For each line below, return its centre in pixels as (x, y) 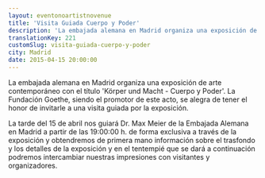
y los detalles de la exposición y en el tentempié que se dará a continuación (132, 149)
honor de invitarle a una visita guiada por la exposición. (98, 107)
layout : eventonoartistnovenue (60, 15)
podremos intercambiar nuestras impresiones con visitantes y (109, 157)
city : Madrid (30, 52)
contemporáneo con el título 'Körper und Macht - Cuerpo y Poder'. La (122, 91)
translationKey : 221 (42, 38)
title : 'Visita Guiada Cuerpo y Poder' (74, 23)
